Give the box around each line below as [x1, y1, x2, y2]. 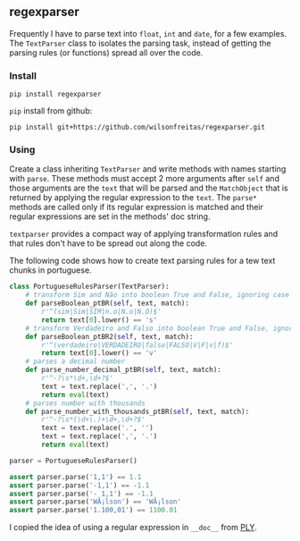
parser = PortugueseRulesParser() [9, 456, 138, 465]
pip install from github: [9, 106, 93, 116]
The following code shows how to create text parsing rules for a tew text [9, 256, 276, 266]
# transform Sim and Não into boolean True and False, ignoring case [25, 291, 290, 300]
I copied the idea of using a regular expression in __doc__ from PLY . [9, 522, 257, 533]
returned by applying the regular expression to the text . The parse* [9, 192, 257, 203]
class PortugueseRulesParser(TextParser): [9, 283, 170, 292]
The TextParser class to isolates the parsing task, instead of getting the [9, 38, 271, 48]
